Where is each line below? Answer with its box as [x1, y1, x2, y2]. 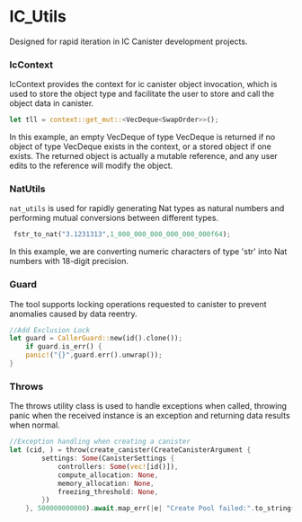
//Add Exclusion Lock [9, 325, 91, 334]
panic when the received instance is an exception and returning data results [9, 411, 290, 421]
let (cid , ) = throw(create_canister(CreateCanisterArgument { [9, 446, 252, 455]
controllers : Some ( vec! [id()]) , [57, 462, 179, 471]
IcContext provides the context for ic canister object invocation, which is [9, 79, 278, 90]
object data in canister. [9, 98, 94, 109]
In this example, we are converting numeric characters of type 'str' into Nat [9, 246, 288, 257]
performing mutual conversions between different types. [9, 213, 218, 224]
